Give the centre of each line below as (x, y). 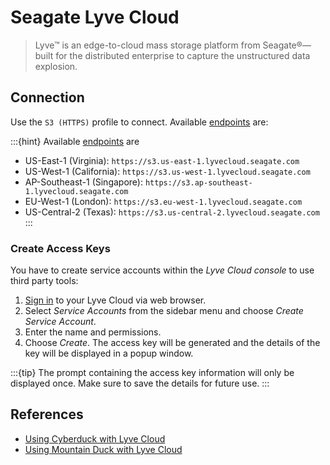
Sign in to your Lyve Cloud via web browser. (115, 300)
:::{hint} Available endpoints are (75, 141)
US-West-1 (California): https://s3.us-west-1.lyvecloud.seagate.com (167, 171)
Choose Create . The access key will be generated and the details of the (172, 343)
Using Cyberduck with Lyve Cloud (95, 438)
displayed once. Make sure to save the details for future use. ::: (140, 383)
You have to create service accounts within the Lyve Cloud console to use (162, 270)
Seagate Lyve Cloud (95, 17)
